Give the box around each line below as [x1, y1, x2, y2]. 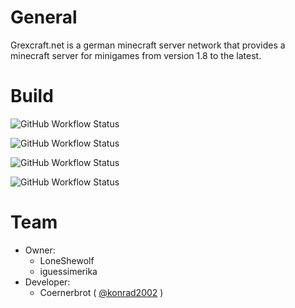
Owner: [24, 244, 56, 256]
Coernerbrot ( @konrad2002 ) [39, 286, 164, 298]
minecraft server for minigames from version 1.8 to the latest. [10, 49, 262, 61]
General [10, 6, 78, 29]
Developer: [24, 276, 71, 288]
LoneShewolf [39, 254, 95, 266]
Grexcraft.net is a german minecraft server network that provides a [10, 39, 286, 51]
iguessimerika [39, 265, 98, 277]
